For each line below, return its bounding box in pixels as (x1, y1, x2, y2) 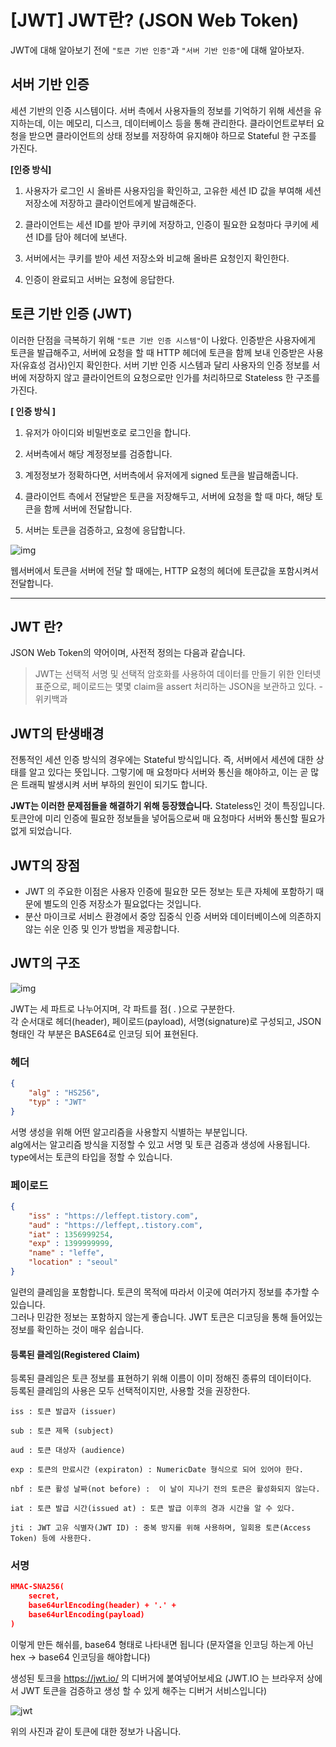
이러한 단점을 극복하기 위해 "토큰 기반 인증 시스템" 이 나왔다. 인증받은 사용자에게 (10, 334, 316, 346)
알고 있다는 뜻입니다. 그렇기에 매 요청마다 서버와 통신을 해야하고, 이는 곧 (28, 766, 309, 778)
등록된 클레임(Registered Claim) (10, 1348, 141, 1360)
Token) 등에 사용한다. (10, 1534, 93, 1544)
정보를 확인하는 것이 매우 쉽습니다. (10, 1323, 144, 1335)
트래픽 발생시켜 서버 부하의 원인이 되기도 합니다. (20, 779, 208, 791)
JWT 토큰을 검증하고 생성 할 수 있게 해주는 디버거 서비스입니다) (20, 1684, 268, 1696)
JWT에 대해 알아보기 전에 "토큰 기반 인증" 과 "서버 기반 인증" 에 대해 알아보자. (10, 44, 305, 56)
